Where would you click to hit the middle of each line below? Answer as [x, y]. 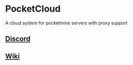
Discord [18, 39]
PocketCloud [33, 9]
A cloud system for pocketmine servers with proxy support [66, 23]
